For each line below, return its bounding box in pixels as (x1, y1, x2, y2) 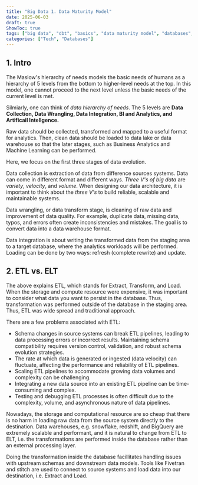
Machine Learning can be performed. (6, 147, 97, 154)
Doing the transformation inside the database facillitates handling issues (6, 453, 181, 460)
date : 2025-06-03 (6, 14, 49, 20)
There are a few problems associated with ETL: (6, 318, 121, 325)
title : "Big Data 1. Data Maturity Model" (6, 8, 112, 15)
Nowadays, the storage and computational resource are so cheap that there (6, 410, 190, 417)
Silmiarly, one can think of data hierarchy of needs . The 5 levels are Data (6, 104, 184, 111)
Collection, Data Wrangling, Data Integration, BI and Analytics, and (6, 110, 173, 117)
